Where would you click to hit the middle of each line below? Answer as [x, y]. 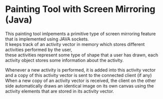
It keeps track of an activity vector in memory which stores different [75, 44]
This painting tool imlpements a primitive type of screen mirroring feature [80, 33]
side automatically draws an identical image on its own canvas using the [79, 85]
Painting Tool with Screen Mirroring [80, 9]
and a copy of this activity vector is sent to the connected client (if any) [78, 75]
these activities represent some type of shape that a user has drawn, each [82, 55]
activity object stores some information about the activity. [64, 60]
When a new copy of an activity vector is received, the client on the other [81, 80]
